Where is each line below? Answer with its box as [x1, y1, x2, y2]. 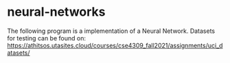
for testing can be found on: [7, 34, 86, 42]
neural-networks [7, 4, 106, 20]
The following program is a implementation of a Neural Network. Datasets [7, 27, 216, 35]
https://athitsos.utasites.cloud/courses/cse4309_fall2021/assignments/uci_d [7, 41, 223, 49]
